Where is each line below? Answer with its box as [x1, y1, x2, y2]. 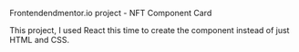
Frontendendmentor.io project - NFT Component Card [9, 8, 212, 18]
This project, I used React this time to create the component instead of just [9, 25, 290, 35]
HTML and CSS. [9, 35, 70, 45]
